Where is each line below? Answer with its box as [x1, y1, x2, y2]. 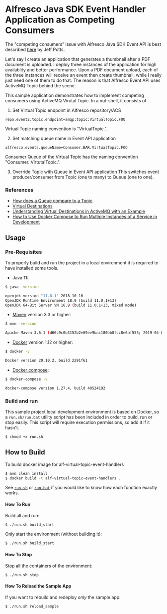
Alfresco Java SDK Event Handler [5, 3, 146, 15]
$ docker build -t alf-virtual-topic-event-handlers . [5, 475, 121, 481]
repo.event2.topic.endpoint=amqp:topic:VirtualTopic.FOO [5, 117, 126, 122]
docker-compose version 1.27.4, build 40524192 [5, 386, 106, 391]
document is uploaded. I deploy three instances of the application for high [5, 61, 157, 67]
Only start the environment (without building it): [5, 531, 102, 537]
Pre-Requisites [5, 248, 42, 255]
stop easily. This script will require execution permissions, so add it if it [5, 419, 150, 425]
